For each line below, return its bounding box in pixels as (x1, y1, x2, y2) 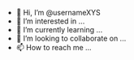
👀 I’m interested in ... (15, 16, 85, 26)
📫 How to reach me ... (15, 43, 92, 52)
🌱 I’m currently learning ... (15, 25, 103, 34)
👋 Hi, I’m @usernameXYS (15, 8, 102, 17)
